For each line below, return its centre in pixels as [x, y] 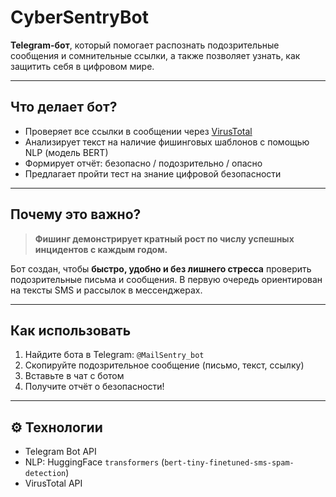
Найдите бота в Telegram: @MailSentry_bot [114, 355]
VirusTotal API [53, 483]
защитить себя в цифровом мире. [82, 66]
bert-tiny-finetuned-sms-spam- [229, 463]
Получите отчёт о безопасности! [94, 387]
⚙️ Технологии [56, 427]
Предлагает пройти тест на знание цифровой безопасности [153, 173]
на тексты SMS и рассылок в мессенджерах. [106, 290]
